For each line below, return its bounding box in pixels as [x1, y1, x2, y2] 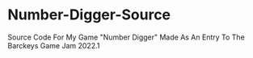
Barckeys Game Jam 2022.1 [7, 40, 100, 50]
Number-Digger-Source [7, 6, 171, 24]
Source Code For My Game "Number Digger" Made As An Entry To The [7, 32, 246, 42]
